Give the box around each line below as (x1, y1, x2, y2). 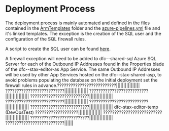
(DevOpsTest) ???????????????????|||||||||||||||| (5, 109, 103, 115)
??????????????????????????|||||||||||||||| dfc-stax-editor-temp (30, 104, 158, 110)
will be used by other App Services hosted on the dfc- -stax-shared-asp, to (5, 71, 162, 77)
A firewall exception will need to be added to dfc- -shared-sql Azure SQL (5, 55, 156, 61)
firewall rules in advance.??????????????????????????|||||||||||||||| (5, 82, 140, 89)
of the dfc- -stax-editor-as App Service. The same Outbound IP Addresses (5, 66, 161, 72)
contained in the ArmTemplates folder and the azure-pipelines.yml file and (5, 25, 160, 31)
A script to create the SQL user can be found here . (5, 46, 111, 52)
